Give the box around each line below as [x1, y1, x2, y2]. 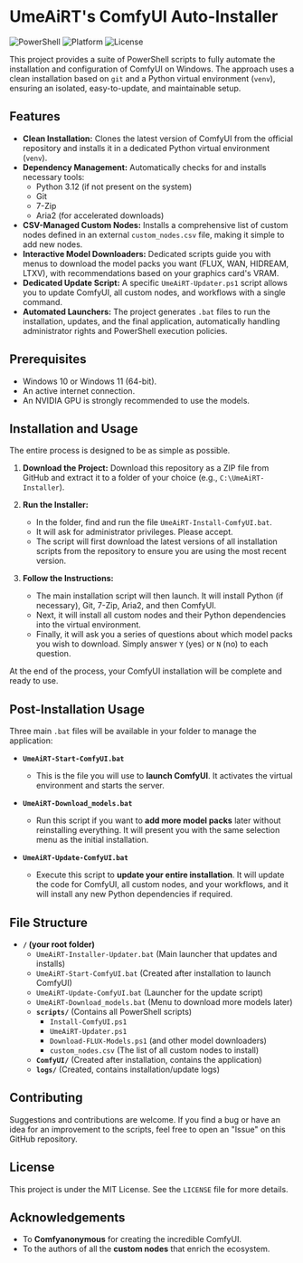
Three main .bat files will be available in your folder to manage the [9, 726, 257, 737]
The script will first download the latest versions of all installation [35, 536, 278, 547]
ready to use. [9, 675, 59, 686]
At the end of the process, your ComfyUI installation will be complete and [9, 665, 282, 676]
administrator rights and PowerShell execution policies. [22, 325, 228, 336]
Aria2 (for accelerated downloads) [35, 210, 165, 221]
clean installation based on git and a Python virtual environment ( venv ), [9, 72, 276, 83]
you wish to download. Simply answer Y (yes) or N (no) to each [35, 638, 269, 649]
